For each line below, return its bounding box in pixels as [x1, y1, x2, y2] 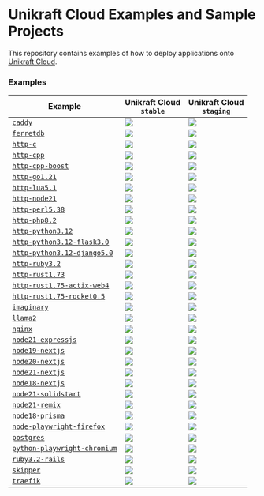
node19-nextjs [12, 346, 65, 355]
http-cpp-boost [12, 162, 69, 171]
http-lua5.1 [12, 183, 58, 193]
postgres [12, 433, 45, 442]
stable [140, 107, 165, 116]
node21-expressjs [12, 336, 77, 344]
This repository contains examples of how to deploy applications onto [8, 48, 235, 58]
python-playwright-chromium [12, 444, 117, 453]
